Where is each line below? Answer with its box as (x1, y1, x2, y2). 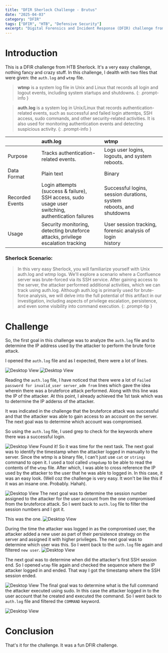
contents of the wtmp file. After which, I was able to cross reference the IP (5, 465, 156, 471)
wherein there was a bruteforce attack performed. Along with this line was (5, 388, 158, 394)
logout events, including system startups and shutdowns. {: (17, 90, 140, 96)
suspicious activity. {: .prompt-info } (17, 126, 91, 132)
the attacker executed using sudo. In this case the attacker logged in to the (5, 588, 159, 594)
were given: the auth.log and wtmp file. (5, 75, 84, 81)
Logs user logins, (104, 146, 144, 153)
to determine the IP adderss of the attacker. (5, 399, 95, 405)
